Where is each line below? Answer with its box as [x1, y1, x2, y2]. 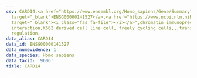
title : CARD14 [6, 63, 41, 69]
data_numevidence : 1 [6, 47, 57, 53]
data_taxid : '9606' [6, 57, 54, 63]
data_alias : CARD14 [6, 36, 54, 42]
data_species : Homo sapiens [6, 52, 75, 58]
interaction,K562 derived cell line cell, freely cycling [11, 25, 157, 31]
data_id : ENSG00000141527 [6, 42, 69, 48]
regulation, [11, 30, 41, 36]
